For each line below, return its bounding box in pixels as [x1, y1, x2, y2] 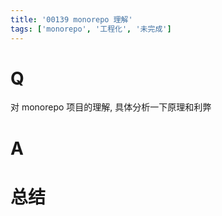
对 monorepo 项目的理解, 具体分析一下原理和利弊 [10, 101, 212, 113]
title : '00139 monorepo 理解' [10, 14, 133, 25]
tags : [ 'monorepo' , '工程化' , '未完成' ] [10, 24, 172, 34]
